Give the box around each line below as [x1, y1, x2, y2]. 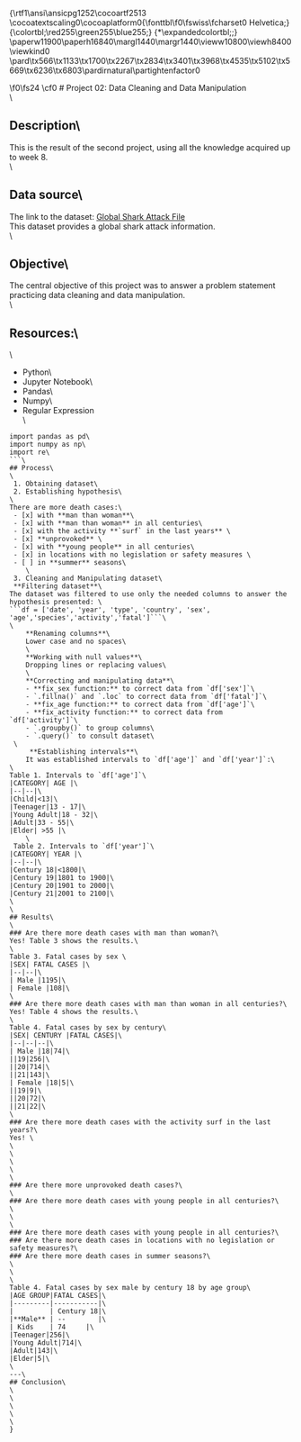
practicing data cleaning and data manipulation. [9, 290, 186, 301]
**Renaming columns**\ [25, 630, 111, 639]
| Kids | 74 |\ [9, 1323, 94, 1332]
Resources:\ [9, 325, 79, 340]
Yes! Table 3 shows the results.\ [9, 937, 139, 946]
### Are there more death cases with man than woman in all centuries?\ [9, 1000, 288, 1009]
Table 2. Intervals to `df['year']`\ [13, 842, 155, 851]
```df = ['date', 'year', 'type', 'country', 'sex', [9, 605, 211, 615]
